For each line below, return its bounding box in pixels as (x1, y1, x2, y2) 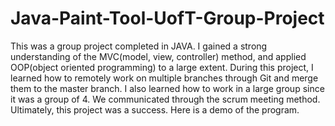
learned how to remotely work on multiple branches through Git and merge (10, 72, 319, 84)
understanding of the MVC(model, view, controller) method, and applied (10, 50, 307, 62)
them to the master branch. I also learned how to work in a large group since (10, 82, 325, 94)
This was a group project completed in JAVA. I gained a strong (10, 40, 268, 52)
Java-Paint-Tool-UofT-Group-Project (10, 7, 325, 30)
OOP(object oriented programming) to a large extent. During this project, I (10, 61, 314, 73)
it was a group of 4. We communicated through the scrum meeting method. (10, 93, 321, 105)
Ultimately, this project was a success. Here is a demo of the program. (10, 103, 300, 116)
